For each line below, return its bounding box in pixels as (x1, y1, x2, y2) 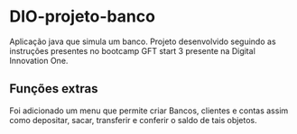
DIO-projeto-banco (9, 6, 156, 27)
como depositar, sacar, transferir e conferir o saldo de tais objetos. (9, 114, 257, 125)
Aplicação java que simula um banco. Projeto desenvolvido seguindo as (9, 36, 277, 47)
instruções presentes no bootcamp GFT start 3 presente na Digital (9, 45, 255, 56)
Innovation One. (9, 55, 69, 66)
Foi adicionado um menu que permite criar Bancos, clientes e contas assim (9, 105, 289, 116)
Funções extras (9, 81, 98, 96)
